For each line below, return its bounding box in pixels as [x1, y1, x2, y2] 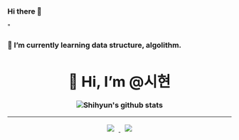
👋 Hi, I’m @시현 [68, 72, 171, 91]
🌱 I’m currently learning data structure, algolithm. [7, 41, 182, 50]
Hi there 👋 [7, 6, 43, 16]
